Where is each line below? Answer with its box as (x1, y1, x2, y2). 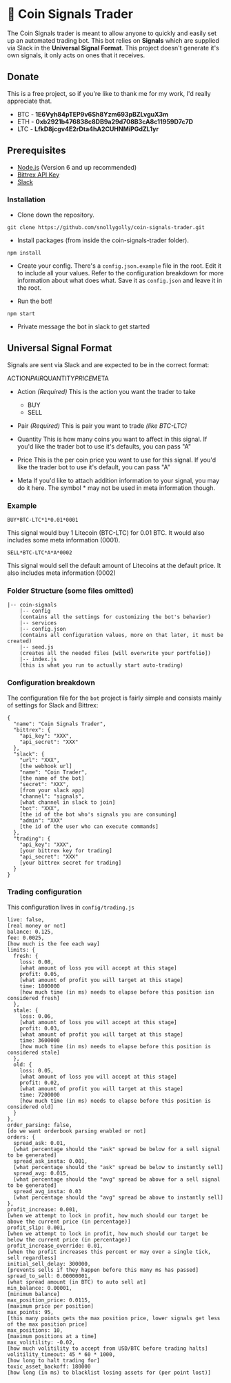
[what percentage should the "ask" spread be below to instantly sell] (13, 1164, 224, 1170)
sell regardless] (7, 1254, 57, 1262)
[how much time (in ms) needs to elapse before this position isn (19, 988, 214, 996)
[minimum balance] (7, 1291, 60, 1297)
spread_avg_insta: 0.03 (13, 1188, 81, 1195)
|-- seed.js (19, 644, 54, 651)
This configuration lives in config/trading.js (7, 903, 135, 911)
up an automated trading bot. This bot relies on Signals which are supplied (7, 36, 219, 44)
